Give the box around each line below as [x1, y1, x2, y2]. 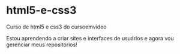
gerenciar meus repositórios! [6, 41, 78, 48]
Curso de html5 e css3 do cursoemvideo [6, 23, 107, 30]
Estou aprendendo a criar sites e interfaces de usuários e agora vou [6, 34, 174, 42]
